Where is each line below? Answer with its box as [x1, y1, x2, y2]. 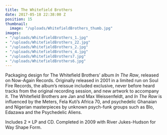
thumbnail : [5, 21, 28, 26]
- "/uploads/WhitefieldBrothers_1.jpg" [5, 35, 88, 40]
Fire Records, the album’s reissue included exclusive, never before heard [5, 83, 155, 89]
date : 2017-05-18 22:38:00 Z [5, 12, 66, 17]
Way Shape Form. [5, 124, 42, 130]
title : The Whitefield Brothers [5, 7, 72, 12]
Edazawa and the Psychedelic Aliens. [5, 109, 82, 115]
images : [5, 30, 21, 35]
